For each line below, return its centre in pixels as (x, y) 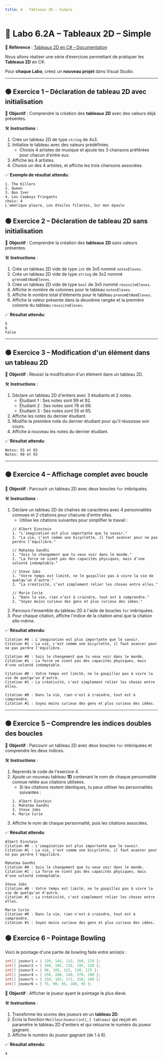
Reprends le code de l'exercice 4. (45, 771)
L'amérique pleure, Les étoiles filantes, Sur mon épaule (65, 206)
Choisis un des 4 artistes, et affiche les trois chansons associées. (77, 166)
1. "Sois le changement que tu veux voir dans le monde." (72, 554)
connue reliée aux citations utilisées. (49, 782)
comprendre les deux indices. (35, 750)
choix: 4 (14, 201)
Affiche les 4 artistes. (33, 160)
